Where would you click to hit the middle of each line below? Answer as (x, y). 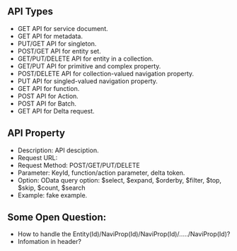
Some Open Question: (57, 218)
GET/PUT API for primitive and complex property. (89, 66)
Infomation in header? (49, 242)
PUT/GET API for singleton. (57, 43)
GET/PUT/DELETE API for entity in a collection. (86, 59)
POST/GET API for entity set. (59, 51)
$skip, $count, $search (52, 188)
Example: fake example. (52, 195)
